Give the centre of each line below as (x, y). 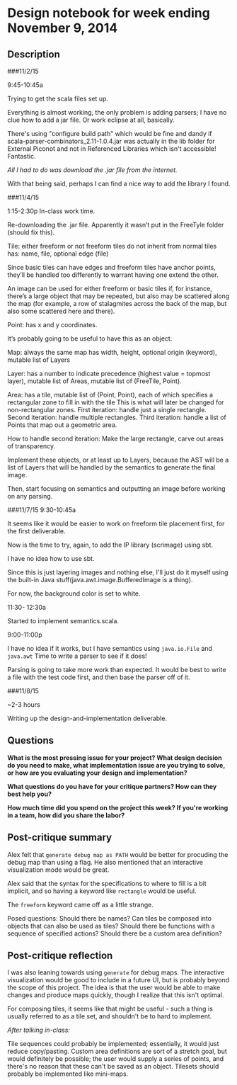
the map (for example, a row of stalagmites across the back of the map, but (117, 303)
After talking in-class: (39, 1030)
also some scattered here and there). (61, 311)
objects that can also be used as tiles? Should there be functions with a (111, 926)
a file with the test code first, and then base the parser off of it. (99, 677)
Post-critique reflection (60, 956)
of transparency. (31, 446)
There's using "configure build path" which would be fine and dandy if (110, 134)
